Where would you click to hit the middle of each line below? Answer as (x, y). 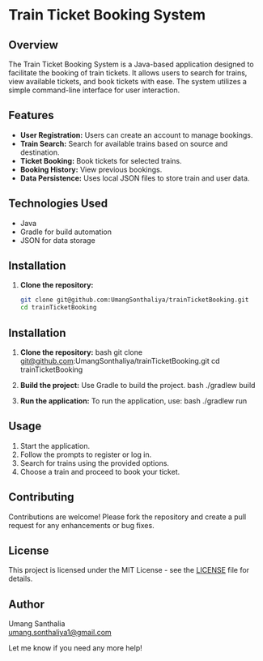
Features (31, 115)
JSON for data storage (57, 240)
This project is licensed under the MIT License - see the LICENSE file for (129, 570)
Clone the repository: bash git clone (81, 352)
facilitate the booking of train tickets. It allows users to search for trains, (128, 73)
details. (21, 579)
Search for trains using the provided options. (95, 463)
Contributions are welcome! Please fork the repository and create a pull (127, 517)
